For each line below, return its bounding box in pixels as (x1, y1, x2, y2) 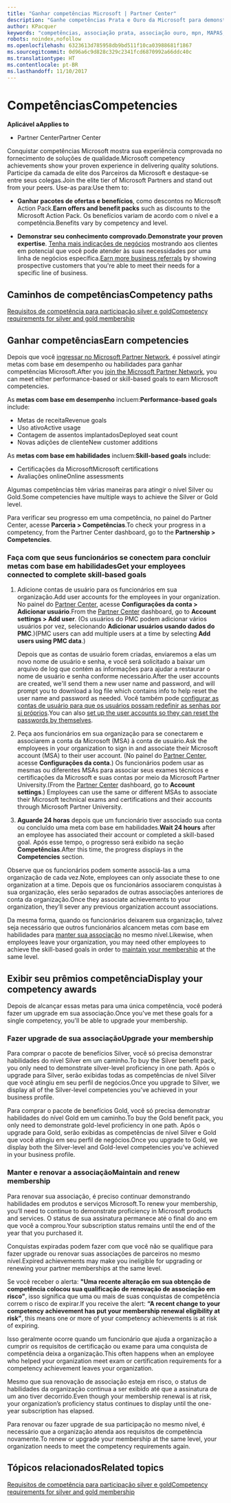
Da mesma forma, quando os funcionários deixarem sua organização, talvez (7, 916, 223, 925)
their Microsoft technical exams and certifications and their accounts (16, 796, 212, 804)
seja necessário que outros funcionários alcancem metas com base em (7, 923, 210, 931)
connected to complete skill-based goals (7, 569, 146, 579)
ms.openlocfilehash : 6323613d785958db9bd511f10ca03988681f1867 (7, 42, 192, 49)
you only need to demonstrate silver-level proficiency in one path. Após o (7, 1064, 215, 1072)
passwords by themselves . (16, 716, 93, 725)
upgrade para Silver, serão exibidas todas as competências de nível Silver (7, 1071, 217, 1080)
